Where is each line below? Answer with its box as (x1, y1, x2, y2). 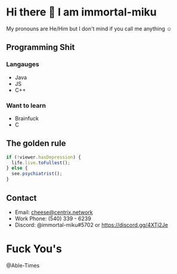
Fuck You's (6, 242, 63, 256)
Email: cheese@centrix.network (14, 208, 94, 216)
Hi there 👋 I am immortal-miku (6, 5, 157, 19)
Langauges (6, 60, 40, 68)
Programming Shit (6, 42, 75, 52)
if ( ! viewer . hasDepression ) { (6, 154, 82, 160)
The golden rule (6, 138, 67, 148)
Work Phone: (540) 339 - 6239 (14, 214, 91, 222)
